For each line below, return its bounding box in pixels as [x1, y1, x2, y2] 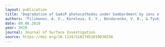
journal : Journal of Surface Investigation [5, 30, 96, 35]
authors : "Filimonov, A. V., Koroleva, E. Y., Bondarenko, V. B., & [5, 16, 148, 21]
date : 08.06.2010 [5, 21, 41, 26]
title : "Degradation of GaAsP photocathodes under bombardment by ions [5, 12, 155, 17]
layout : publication [5, 7, 48, 12]
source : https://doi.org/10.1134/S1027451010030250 [5, 35, 113, 40]
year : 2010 [5, 25, 27, 30]
